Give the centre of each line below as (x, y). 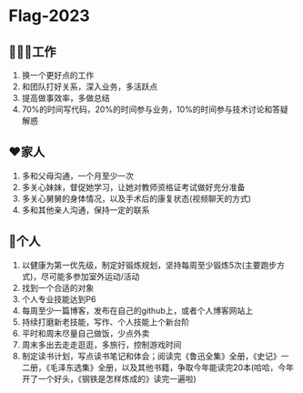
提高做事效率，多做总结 (66, 98)
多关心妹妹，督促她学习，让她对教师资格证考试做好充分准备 (133, 186)
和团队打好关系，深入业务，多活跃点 (90, 86)
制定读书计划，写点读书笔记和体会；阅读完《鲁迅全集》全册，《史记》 (151, 356)
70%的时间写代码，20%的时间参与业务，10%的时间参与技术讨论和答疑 (155, 109)
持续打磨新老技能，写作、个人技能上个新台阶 (106, 322)
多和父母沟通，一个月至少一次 (77, 176)
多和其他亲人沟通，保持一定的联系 (86, 209)
